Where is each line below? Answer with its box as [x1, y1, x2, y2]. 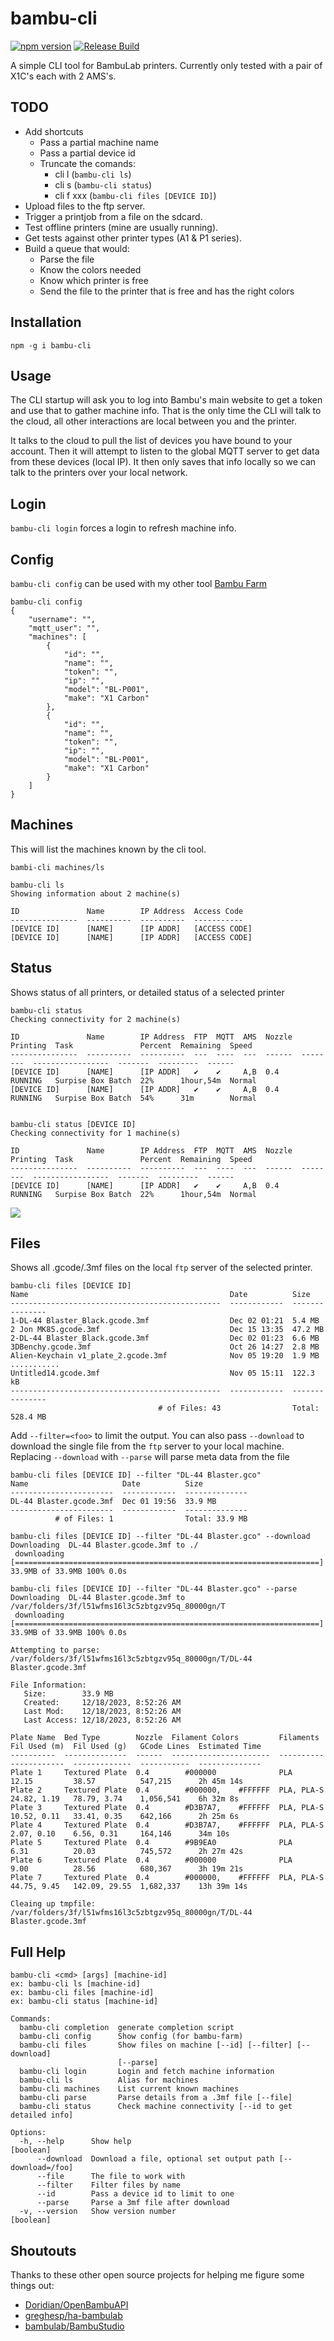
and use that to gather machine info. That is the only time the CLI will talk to [10, 405, 322, 417]
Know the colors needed [39, 263, 142, 276]
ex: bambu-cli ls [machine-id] [10, 1979, 141, 1989]
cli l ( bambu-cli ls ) [54, 168, 132, 180]
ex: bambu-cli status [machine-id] [10, 1997, 159, 2007]
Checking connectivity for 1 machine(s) [10, 1128, 182, 1138]
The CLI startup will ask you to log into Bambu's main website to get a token [10, 394, 323, 406]
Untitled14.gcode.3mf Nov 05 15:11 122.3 [10, 1368, 315, 1379]
